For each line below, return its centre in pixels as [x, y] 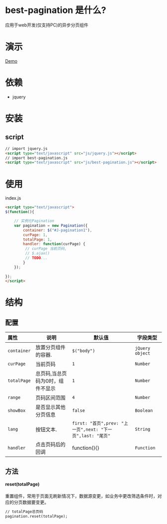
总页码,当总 [49, 374]
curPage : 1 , [36, 235]
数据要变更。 [35, 502]
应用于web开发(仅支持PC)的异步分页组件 [47, 25]
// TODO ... [37, 258]
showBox [17, 411]
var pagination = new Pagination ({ [51, 225]
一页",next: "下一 [92, 430]
